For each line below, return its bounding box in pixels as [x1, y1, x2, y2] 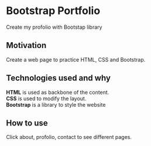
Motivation [6, 40, 47, 50]
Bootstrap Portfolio [6, 4, 101, 18]
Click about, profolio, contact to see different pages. [6, 134, 132, 141]
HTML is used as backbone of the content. [6, 89, 109, 96]
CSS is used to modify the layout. [6, 95, 87, 102]
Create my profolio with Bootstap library [6, 23, 102, 30]
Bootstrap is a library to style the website [6, 101, 106, 108]
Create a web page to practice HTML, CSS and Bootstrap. [6, 56, 146, 63]
